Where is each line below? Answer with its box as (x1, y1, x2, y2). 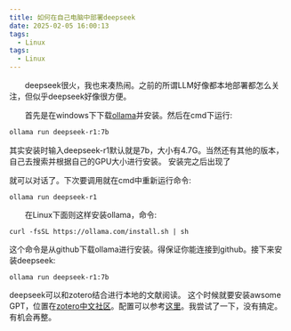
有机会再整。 (9, 311, 56, 322)
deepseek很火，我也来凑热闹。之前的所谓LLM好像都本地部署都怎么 (25, 80, 272, 90)
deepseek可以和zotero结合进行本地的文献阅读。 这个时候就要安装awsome (9, 289, 282, 300)
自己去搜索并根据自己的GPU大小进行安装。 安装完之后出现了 (9, 156, 231, 166)
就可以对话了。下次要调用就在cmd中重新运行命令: (9, 174, 191, 185)
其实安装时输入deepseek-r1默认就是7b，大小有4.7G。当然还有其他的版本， (9, 144, 284, 156)
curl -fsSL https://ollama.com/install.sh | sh (9, 227, 190, 236)
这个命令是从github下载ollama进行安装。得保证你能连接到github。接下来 (9, 244, 275, 254)
